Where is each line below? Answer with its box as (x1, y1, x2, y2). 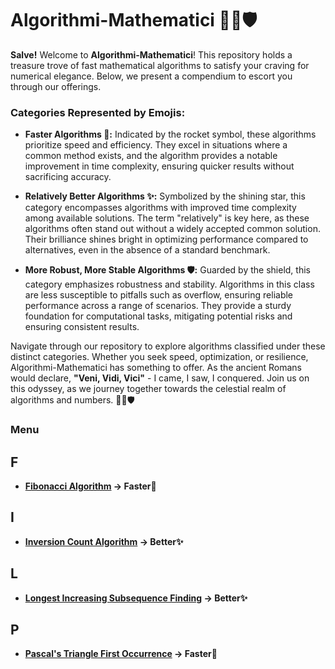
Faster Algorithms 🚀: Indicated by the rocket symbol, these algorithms (24, 128, 317, 141)
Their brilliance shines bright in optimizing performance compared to (24, 233, 309, 246)
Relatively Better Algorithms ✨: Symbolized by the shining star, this (24, 190, 306, 202)
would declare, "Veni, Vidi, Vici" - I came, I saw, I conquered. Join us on (10, 372, 310, 384)
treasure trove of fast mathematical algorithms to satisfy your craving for (10, 59, 310, 71)
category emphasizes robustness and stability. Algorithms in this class (24, 278, 315, 291)
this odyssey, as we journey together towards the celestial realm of (10, 383, 287, 395)
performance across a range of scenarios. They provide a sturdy (24, 300, 292, 312)
